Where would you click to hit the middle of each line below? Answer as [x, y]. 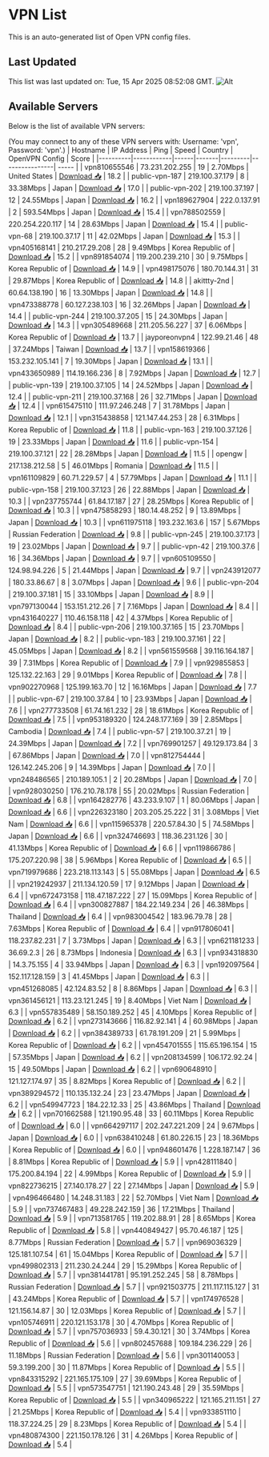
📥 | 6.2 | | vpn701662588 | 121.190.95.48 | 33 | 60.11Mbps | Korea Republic [131, 1114]
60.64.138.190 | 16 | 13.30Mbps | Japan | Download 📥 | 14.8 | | [111, 292]
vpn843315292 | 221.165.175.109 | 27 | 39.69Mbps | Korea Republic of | [125, 1379]
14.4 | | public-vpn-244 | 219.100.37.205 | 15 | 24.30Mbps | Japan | [118, 316]
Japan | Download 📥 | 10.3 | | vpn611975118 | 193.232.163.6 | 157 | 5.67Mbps [134, 522]
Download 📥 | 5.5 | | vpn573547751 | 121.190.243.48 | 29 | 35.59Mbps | [126, 1387]
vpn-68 [21, 236]
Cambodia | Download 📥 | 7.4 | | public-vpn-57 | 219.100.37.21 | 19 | [120, 731]
